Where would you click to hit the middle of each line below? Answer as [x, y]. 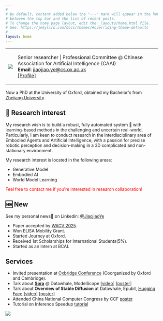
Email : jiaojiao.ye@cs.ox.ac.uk [52, 70]
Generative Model [30, 169]
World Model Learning [35, 179]
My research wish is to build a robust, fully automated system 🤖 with [74, 125]
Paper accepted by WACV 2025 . [45, 225]
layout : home [19, 37]
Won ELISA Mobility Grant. [39, 231]
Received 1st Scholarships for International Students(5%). [70, 241]
